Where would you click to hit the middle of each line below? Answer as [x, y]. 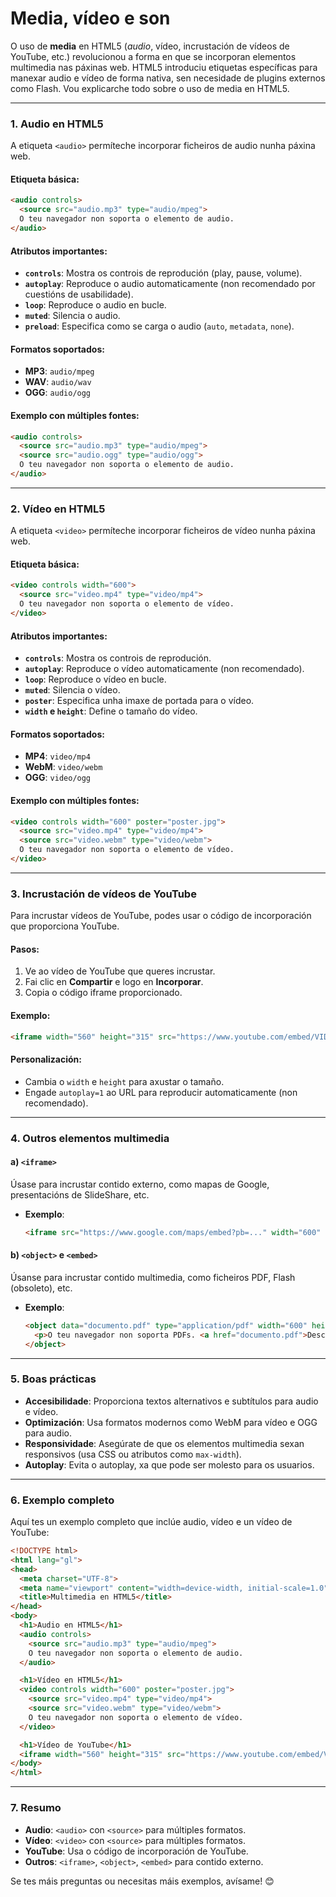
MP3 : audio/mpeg [59, 371]
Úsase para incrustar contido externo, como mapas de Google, [140, 1184]
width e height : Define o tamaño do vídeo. [111, 711]
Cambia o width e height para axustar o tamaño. [124, 1081]
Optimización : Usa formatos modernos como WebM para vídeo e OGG [171, 1422]
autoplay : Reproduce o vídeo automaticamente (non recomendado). [164, 669]
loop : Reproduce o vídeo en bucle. [95, 679]
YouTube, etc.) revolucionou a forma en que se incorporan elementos [153, 56]
